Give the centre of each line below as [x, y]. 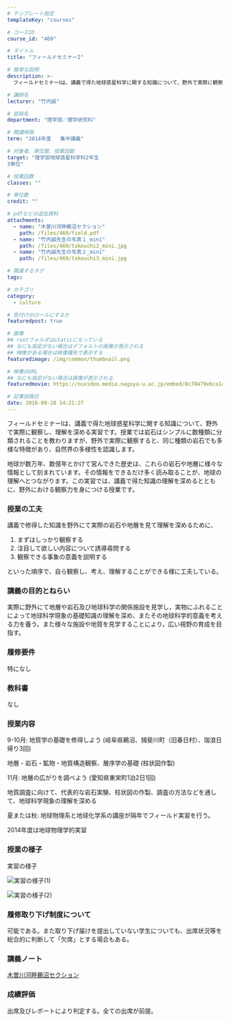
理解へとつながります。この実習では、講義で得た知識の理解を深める [103, 480]
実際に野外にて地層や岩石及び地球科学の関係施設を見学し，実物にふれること [115, 607]
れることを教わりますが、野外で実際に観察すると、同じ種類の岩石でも [118, 441]
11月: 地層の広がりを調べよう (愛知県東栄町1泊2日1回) [81, 778]
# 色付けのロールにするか [38, 315]
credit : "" [23, 202]
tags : [15, 277]
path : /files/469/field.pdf [59, 233]
